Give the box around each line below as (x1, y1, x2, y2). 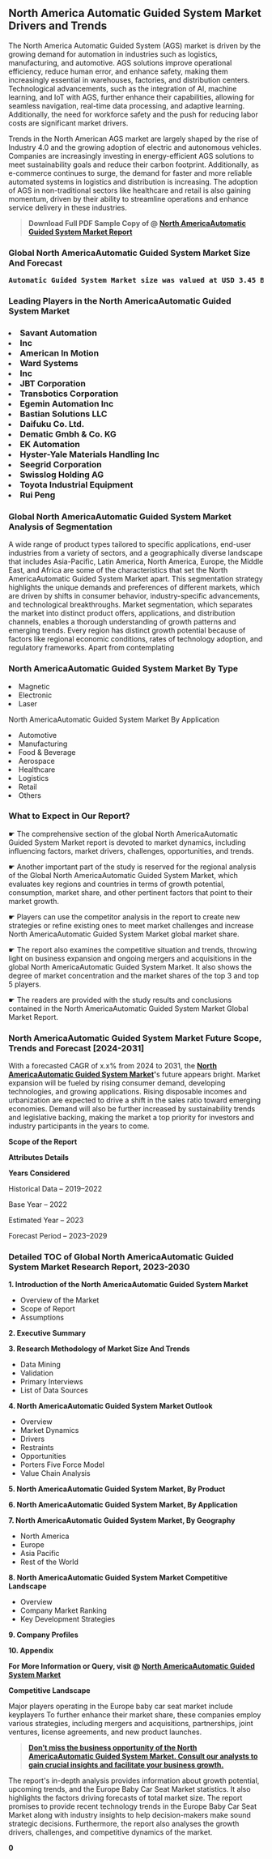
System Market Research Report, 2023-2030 (8, 1261, 190, 1273)
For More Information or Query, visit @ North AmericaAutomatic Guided (8, 1661, 255, 1671)
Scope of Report (19, 1304, 75, 1314)
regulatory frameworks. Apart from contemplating (8, 643, 175, 653)
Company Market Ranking (19, 1605, 108, 1615)
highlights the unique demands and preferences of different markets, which (8, 582, 261, 592)
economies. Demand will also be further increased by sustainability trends (8, 1104, 256, 1114)
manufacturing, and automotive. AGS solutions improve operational (8, 58, 232, 67)
